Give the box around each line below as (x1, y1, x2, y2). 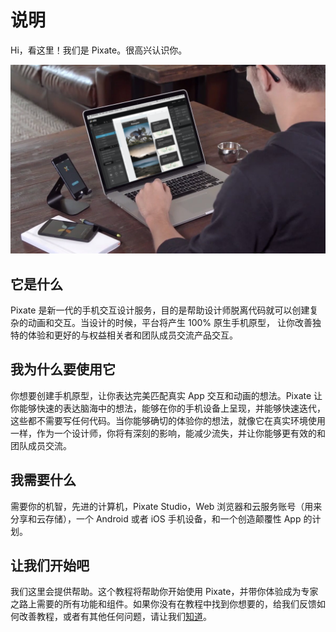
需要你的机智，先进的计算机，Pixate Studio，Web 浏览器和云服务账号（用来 (10, 500, 323, 512)
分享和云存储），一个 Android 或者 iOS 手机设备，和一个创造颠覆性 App (10, 512, 302, 525)
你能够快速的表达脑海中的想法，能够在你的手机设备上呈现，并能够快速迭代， (10, 402, 326, 414)
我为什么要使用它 (10, 361, 116, 378)
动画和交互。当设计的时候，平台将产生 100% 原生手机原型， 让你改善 (27, 316, 313, 328)
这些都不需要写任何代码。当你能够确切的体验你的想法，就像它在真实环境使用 (10, 414, 326, 426)
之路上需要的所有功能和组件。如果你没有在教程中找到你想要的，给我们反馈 (10, 598, 317, 610)
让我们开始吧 (10, 557, 90, 574)
